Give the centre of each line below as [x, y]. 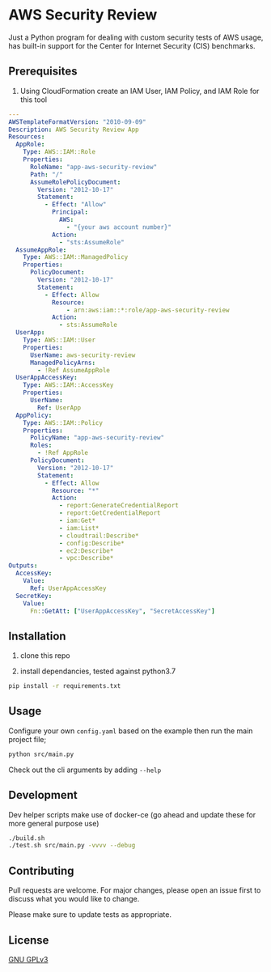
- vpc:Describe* [87, 558]
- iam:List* [79, 528]
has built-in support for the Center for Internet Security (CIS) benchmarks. [132, 45]
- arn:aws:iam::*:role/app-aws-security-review [148, 310]
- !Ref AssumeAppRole [74, 370]
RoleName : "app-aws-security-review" [93, 167]
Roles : [41, 446]
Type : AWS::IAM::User [59, 340]
